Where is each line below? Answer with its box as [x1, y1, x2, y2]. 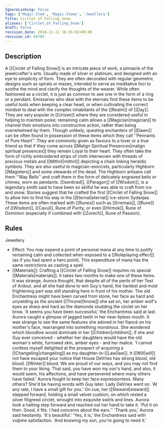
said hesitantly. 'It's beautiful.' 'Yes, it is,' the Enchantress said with [12, 412, 146, 418]
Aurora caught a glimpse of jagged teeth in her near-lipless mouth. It [12, 314, 150, 319]
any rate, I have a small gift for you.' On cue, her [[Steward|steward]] [12, 386, 150, 392]
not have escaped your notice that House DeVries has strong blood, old [12, 355, 156, 361]
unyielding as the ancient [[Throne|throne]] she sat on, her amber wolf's [12, 298, 157, 304]
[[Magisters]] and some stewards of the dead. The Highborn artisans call [5, 168, 151, 174]
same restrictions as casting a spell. [12, 262, 84, 268]
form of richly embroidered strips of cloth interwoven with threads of [5, 153, 143, 159]
